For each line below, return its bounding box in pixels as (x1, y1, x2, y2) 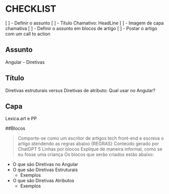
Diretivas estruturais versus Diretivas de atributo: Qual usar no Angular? (5, 87, 156, 93)
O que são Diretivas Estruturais (12, 167, 78, 173)
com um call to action (5, 31, 51, 37)
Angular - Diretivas (5, 59, 45, 65)
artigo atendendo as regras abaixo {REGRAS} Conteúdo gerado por (17, 141, 159, 147)
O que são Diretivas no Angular (12, 161, 78, 168)
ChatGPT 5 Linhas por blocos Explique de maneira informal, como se (17, 146, 163, 152)
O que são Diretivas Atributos (12, 178, 75, 184)
